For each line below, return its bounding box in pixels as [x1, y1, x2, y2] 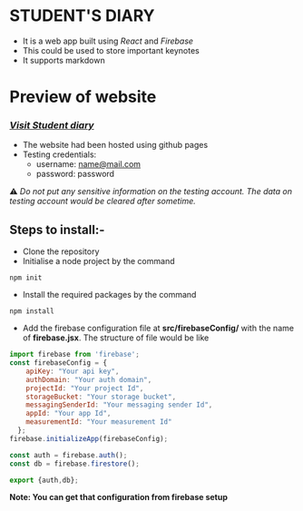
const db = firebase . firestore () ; [9, 459, 141, 468]
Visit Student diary [9, 119, 94, 132]
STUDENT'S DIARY [9, 5, 156, 26]
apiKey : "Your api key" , [25, 367, 120, 376]
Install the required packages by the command [22, 290, 197, 300]
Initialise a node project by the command [22, 256, 175, 267]
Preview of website [9, 87, 157, 107]
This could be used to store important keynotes [22, 44, 200, 55]
